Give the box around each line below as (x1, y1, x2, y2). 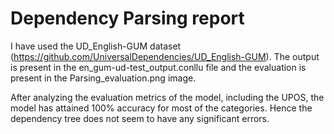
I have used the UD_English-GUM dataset (10, 40, 182, 52)
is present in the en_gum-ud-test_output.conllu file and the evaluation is (10, 61, 307, 73)
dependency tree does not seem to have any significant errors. (10, 112, 270, 124)
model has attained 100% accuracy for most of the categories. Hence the (10, 102, 313, 114)
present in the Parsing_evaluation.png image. (10, 72, 197, 84)
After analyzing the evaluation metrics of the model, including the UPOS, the (10, 91, 325, 103)
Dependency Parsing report (10, 7, 245, 30)
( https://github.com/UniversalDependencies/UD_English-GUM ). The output (10, 50, 320, 62)
